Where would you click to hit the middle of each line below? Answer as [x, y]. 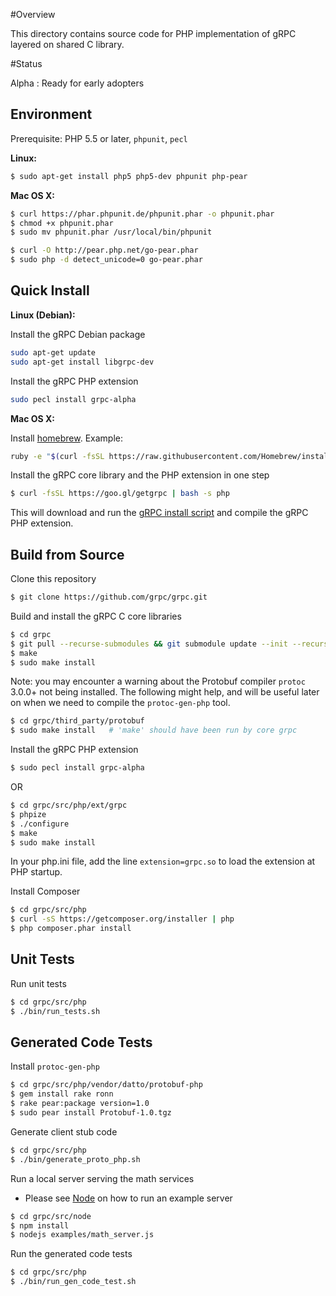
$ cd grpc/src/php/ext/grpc [69, 805]
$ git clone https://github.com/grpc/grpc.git [109, 597]
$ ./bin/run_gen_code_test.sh [73, 1282]
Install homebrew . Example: [67, 438]
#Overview [33, 14]
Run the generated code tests [71, 1254]
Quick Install [50, 290]
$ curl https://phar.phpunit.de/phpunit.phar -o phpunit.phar [142, 214]
